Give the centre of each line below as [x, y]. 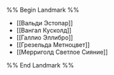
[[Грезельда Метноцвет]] [53, 45]
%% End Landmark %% [40, 65]
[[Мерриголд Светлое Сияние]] [62, 52]
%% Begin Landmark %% [43, 10]
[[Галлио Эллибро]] [44, 37]
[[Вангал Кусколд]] [44, 30]
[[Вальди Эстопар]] [44, 23]
